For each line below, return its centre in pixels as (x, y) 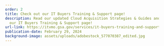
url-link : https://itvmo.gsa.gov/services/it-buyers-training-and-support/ (84, 27)
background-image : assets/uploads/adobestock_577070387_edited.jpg (75, 36)
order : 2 (14, 9)
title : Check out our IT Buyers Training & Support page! (65, 14)
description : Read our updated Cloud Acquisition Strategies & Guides (78, 18)
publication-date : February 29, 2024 (43, 32)
